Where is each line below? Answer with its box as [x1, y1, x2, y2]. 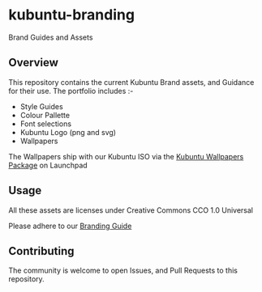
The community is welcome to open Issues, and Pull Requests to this [8, 265, 238, 276]
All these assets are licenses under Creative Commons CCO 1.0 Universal [8, 205, 254, 215]
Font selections [19, 119, 71, 129]
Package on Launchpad [8, 160, 88, 170]
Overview [8, 56, 59, 70]
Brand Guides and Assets [8, 32, 93, 42]
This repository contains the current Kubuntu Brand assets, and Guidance [8, 77, 255, 87]
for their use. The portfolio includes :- [8, 86, 134, 95]
